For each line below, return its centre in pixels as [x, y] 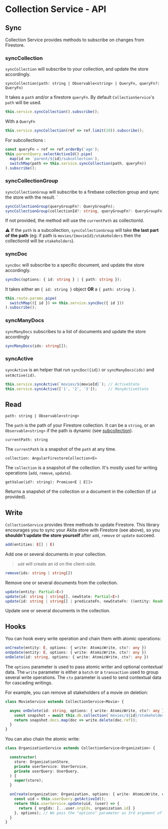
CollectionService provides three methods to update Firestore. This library [82, 525]
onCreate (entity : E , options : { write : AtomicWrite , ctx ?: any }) [76, 648]
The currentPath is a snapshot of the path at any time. [61, 449]
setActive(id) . [20, 375]
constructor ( [23, 757]
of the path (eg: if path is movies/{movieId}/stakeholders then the [73, 236]
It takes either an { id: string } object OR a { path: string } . [70, 289]
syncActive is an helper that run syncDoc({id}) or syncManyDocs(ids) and [80, 369]
